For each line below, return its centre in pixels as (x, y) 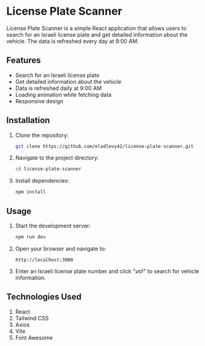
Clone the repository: (42, 135)
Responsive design (39, 101)
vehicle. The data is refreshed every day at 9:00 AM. (73, 41)
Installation (28, 120)
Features (24, 60)
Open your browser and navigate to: (61, 248)
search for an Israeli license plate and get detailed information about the (97, 34)
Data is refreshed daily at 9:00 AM (58, 88)
